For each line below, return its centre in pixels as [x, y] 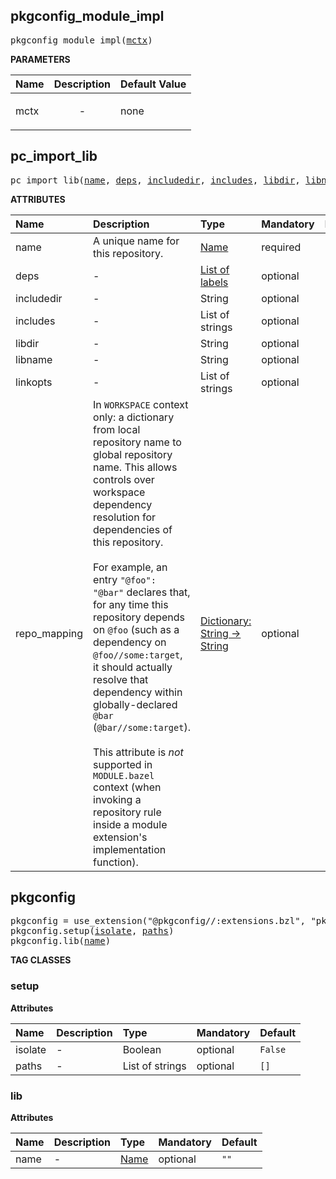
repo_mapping [49, 633]
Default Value [153, 84]
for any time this [131, 604]
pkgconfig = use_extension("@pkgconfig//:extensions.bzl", [158, 921]
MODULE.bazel [124, 775]
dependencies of [133, 529]
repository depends [139, 617]
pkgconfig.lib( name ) [61, 941]
